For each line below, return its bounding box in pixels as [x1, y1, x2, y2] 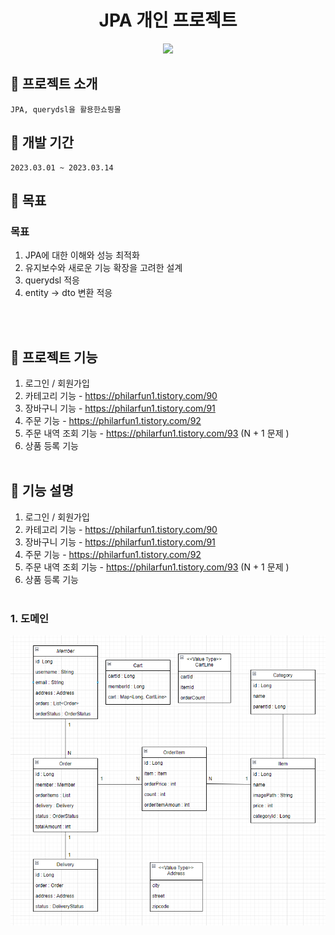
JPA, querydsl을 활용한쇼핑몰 [10, 104, 122, 115]
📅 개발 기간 [10, 134, 75, 151]
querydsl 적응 [24, 274, 80, 286]
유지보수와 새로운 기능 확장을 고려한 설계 [24, 262, 183, 274]
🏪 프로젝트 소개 [10, 76, 98, 93]
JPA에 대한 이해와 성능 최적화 [24, 249, 140, 261]
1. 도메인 [10, 611, 50, 625]
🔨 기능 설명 [10, 482, 75, 500]
